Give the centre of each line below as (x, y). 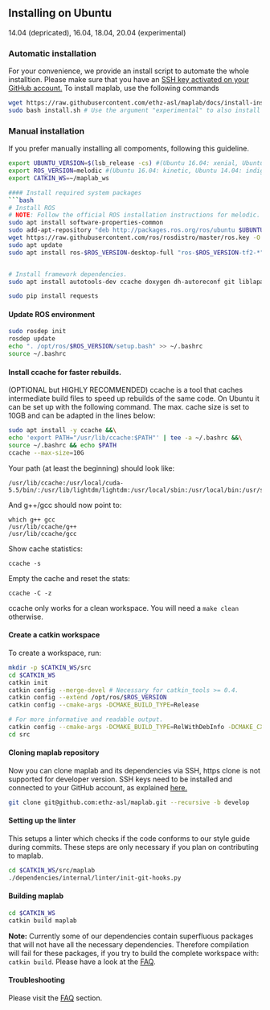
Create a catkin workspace (54, 635)
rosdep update (32, 339)
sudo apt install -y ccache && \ (62, 431)
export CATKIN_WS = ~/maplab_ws (59, 178)
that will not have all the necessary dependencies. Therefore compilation (129, 944)
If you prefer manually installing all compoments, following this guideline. (129, 149)
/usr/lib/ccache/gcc (43, 534)
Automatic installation (52, 53)
